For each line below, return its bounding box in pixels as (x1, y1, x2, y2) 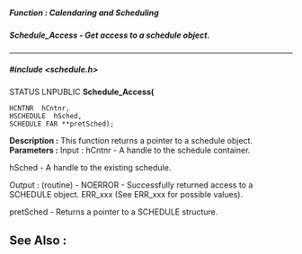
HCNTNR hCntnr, (9, 104, 70, 113)
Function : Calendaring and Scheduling (9, 7, 159, 18)
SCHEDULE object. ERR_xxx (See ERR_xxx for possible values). (9, 189, 244, 200)
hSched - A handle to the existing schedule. (9, 162, 172, 173)
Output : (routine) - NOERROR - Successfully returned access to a (9, 180, 253, 190)
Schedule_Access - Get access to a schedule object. (9, 30, 210, 40)
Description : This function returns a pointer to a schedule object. (9, 136, 253, 146)
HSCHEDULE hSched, (9, 112, 83, 121)
